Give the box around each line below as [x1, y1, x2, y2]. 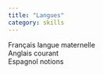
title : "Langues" [8, 11, 65, 19]
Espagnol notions [8, 56, 64, 66]
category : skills [8, 19, 65, 26]
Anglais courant [8, 48, 59, 58]
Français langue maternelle [8, 40, 96, 49]
